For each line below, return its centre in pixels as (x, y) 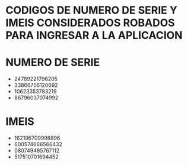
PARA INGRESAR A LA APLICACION (94, 35)
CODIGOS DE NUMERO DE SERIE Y (91, 10)
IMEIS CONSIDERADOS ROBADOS (90, 23)
